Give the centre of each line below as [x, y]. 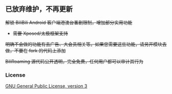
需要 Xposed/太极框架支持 [40, 33]
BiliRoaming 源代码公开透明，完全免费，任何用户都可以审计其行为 [74, 61]
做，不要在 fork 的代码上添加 [36, 51]
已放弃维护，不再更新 [39, 9]
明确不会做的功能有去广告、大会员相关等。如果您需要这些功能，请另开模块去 [86, 44]
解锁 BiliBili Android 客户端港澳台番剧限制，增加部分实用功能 [69, 22]
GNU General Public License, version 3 [46, 86]
